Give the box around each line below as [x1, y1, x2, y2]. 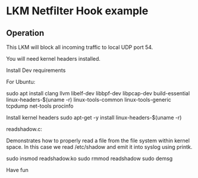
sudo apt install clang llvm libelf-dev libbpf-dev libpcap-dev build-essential [6, 90, 190, 96]
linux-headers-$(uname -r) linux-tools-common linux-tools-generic [6, 96, 171, 103]
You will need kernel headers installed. [6, 55, 101, 62]
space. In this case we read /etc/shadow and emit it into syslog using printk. [6, 143, 193, 150]
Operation [6, 28, 45, 38]
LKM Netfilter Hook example [6, 4, 149, 18]
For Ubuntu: [6, 79, 36, 85]
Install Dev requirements [6, 67, 66, 74]
